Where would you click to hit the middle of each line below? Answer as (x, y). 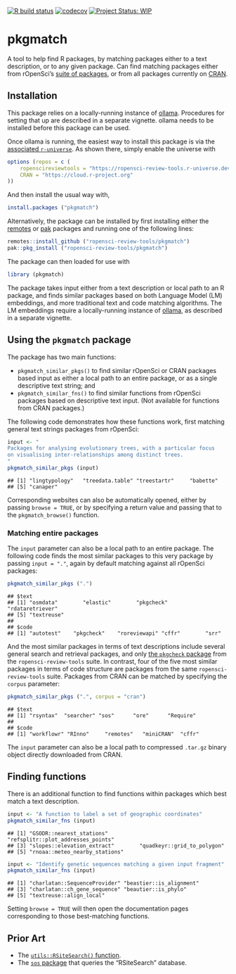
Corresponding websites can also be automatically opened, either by (107, 500)
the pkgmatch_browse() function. (53, 514)
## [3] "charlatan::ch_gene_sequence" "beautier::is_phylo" (97, 890)
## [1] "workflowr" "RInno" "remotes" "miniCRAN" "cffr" (103, 734)
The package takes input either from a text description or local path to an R (116, 288)
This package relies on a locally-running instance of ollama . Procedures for (116, 113)
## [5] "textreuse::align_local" (56, 896)
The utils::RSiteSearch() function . (69, 955)
